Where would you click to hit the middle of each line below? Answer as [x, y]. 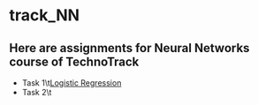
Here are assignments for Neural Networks [129, 48]
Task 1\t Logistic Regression [72, 83]
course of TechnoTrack [74, 61]
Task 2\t [37, 92]
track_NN [45, 15]
